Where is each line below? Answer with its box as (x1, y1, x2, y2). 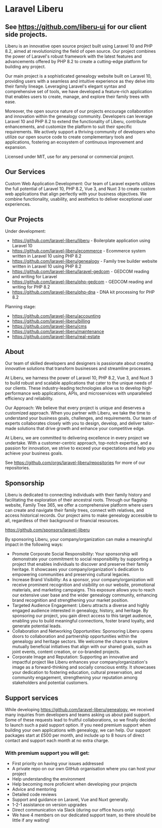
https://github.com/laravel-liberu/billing (12, 318, 90, 324)
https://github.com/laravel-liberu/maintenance (12, 328, 104, 334)
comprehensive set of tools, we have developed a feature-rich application (5, 89, 152, 94)
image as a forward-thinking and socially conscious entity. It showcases (12, 664, 156, 670)
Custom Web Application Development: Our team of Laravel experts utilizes (5, 180, 156, 186)
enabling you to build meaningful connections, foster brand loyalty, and (12, 618, 154, 624)
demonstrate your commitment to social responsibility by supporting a (12, 556, 152, 562)
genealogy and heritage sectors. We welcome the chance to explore (12, 638, 148, 644)
